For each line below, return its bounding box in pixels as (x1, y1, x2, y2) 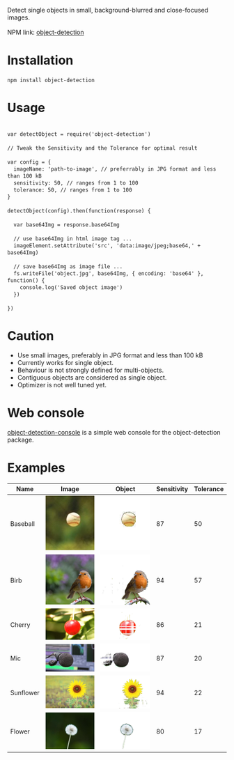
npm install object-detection (7, 77, 95, 84)
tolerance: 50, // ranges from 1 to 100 (13, 186, 132, 194)
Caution (7, 328, 54, 344)
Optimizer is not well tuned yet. (17, 380, 107, 389)
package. (7, 435, 34, 444)
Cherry (10, 621, 31, 629)
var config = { (7, 158, 52, 166)
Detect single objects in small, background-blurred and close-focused (7, 6, 209, 14)
